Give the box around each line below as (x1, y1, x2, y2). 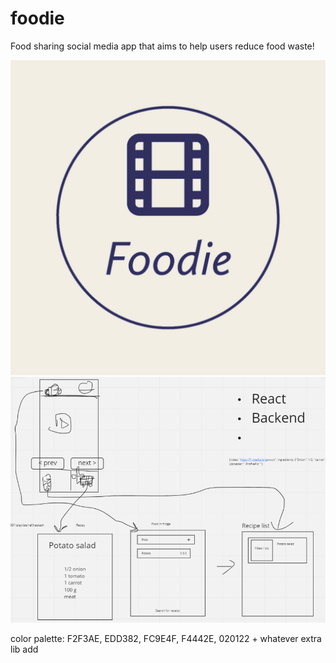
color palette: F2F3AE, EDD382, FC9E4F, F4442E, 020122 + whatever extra (10, 632, 322, 644)
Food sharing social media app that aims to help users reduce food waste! (10, 40, 315, 52)
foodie (10, 7, 65, 30)
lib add (10, 643, 39, 655)
